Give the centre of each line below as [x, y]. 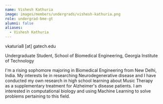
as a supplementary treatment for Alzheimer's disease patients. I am [73, 86]
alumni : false [19, 23]
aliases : [14, 28]
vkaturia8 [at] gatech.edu [30, 46]
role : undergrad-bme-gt [29, 19]
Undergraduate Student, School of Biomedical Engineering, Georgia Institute [81, 56]
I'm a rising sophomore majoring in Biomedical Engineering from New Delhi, [81, 70]
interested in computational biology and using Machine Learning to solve [78, 91]
